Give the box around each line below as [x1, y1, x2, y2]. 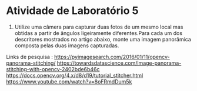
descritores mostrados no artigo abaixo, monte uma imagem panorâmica [14, 36, 191, 43]
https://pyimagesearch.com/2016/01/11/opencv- [54, 53, 171, 60]
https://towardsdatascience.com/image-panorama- [56, 60, 182, 66]
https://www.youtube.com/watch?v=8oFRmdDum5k [6, 78, 132, 85]
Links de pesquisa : [6, 53, 53, 60]
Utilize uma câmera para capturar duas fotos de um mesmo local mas [14, 23, 183, 30]
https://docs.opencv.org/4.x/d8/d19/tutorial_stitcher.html [6, 72, 143, 79]
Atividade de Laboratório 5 [6, 4, 139, 17]
